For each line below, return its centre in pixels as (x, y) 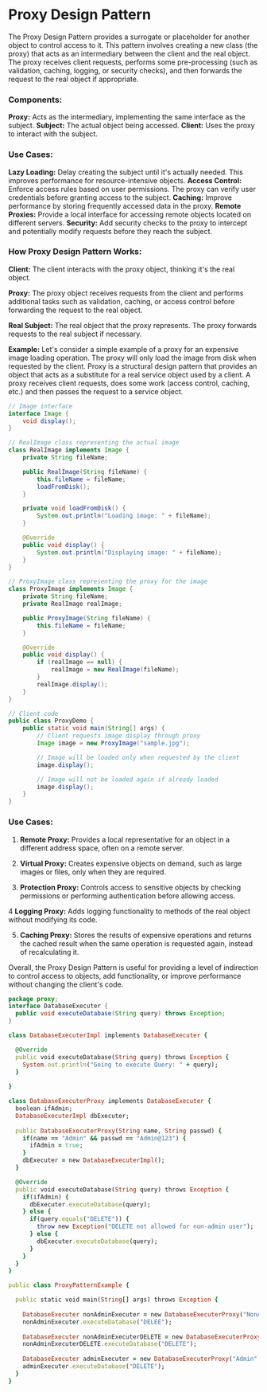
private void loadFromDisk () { (74, 508)
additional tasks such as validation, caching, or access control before (122, 301)
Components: (35, 100)
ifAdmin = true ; (56, 1146)
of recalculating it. (49, 952)
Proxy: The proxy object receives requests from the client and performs (126, 293)
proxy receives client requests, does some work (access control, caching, (129, 383)
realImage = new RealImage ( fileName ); (115, 670)
